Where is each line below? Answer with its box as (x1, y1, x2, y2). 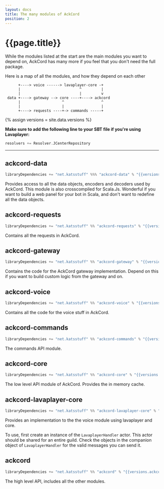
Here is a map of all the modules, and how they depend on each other (5, 73, 145, 79)
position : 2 (5, 16, 29, 21)
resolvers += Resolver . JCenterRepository (5, 141, 91, 146)
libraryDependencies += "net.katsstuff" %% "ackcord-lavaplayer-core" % (5, 408, 156, 413)
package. (5, 64, 24, 70)
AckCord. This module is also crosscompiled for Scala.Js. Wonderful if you (5, 186, 156, 192)
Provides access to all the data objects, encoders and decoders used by (5, 181, 150, 187)
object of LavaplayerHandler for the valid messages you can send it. (5, 443, 142, 448)
